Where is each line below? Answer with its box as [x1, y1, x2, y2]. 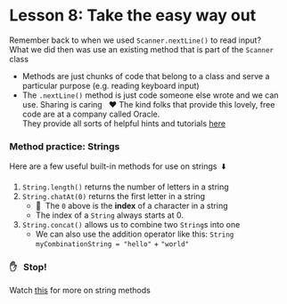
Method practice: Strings [9, 140, 120, 152]
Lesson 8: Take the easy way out [9, 5, 257, 26]
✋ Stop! [9, 261, 47, 274]
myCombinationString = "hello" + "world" [35, 238, 190, 249]
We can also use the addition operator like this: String [35, 228, 234, 240]
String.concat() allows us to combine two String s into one [21, 220, 241, 230]
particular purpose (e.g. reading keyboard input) [21, 80, 200, 91]
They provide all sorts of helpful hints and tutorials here [21, 117, 225, 129]
